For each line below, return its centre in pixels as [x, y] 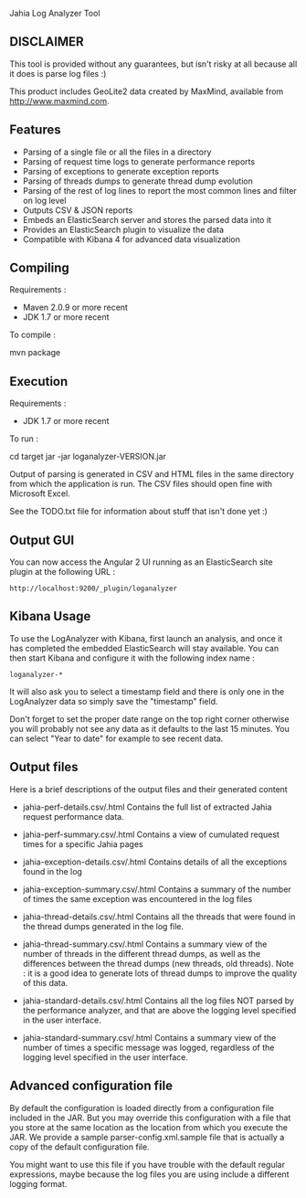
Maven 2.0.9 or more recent [75, 307]
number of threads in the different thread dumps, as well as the [142, 953]
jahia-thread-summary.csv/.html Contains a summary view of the [145, 944]
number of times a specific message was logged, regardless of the [148, 1047]
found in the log [52, 871]
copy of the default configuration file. [79, 1147]
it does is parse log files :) [58, 73]
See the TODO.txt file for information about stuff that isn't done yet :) [138, 512]
